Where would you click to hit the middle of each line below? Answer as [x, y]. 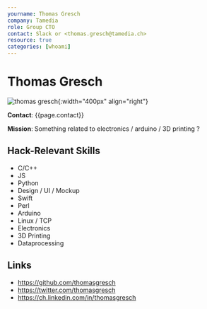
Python [28, 183]
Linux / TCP [35, 221]
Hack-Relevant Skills [54, 151]
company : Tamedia [33, 21]
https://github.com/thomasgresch [66, 282]
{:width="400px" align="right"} [103, 101]
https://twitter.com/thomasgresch [66, 290]
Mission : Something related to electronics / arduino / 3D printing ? [103, 129]
